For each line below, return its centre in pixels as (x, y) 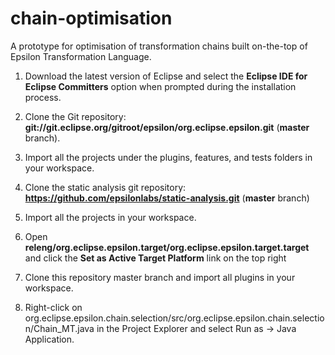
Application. (49, 339)
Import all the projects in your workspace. (110, 217)
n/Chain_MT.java (59, 328)
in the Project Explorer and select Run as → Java (196, 328)
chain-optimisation (91, 18)
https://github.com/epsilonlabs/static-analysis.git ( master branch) (167, 198)
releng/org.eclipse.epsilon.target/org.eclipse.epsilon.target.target (167, 247)
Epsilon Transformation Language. (81, 56)
